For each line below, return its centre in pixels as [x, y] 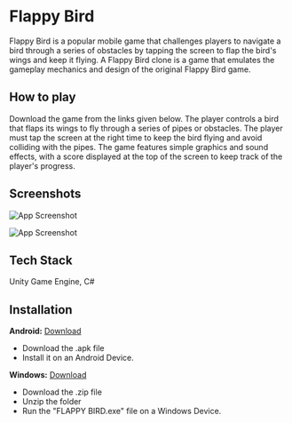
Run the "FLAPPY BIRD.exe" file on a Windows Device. [122, 411]
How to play [43, 97]
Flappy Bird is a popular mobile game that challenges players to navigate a [145, 41]
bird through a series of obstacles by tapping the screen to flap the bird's [143, 50]
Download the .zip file [62, 392]
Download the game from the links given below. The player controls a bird [144, 118]
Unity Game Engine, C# [52, 282]
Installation [41, 310]
